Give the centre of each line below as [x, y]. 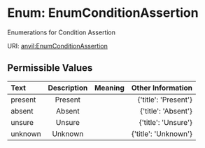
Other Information [162, 88]
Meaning [109, 88]
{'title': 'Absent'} [166, 111]
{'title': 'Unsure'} [165, 122]
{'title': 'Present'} [165, 100]
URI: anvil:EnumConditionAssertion [58, 46]
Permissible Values [50, 68]
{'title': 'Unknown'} [162, 133]
